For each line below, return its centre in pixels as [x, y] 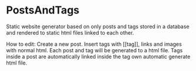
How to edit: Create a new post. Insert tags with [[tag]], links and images [94, 44]
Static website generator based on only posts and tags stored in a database [98, 26]
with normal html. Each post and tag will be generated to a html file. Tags [94, 50]
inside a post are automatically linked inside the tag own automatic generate [98, 56]
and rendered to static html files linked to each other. [70, 32]
